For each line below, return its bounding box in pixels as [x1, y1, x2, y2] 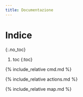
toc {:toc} [12, 56, 33, 62]
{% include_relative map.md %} [5, 86, 72, 92]
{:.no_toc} [5, 46, 26, 53]
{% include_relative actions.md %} [5, 76, 78, 82]
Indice [5, 29, 32, 41]
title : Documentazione [5, 7, 53, 13]
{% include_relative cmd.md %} [5, 66, 72, 72]
